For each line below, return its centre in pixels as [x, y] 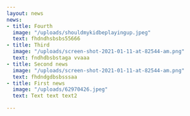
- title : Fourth [29, 26]
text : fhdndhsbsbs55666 [46, 39]
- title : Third [28, 45]
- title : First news [36, 83]
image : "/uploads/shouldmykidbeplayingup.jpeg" [82, 32]
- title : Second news [37, 64]
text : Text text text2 [45, 96]
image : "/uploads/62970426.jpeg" [60, 89]
